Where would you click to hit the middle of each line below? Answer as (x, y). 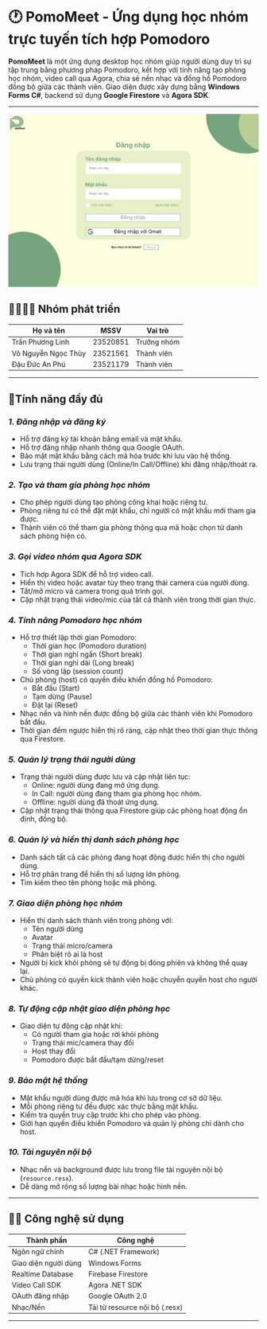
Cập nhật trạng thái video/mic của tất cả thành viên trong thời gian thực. (137, 599)
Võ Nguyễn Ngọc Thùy (49, 353)
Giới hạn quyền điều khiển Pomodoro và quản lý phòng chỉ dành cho (132, 1123)
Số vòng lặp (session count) (77, 672)
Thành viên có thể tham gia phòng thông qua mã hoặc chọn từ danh (131, 528)
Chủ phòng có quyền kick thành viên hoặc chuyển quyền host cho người (139, 979)
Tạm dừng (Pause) (62, 697)
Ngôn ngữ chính (38, 1252)
